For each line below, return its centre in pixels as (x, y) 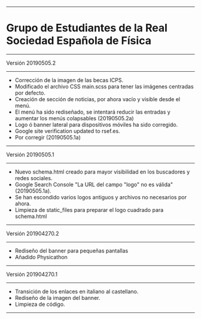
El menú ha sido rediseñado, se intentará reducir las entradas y (92, 112)
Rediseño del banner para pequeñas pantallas (71, 250)
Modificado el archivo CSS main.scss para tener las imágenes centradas (104, 86)
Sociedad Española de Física (79, 41)
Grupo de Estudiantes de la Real (87, 28)
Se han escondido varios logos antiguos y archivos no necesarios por (101, 197)
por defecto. (30, 93)
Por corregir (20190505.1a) (48, 137)
